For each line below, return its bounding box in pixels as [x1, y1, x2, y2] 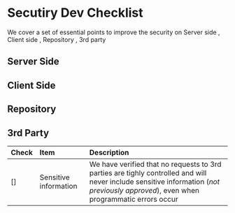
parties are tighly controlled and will [89, 168, 207, 177]
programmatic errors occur [89, 194, 178, 204]
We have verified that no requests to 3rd [89, 159, 222, 169]
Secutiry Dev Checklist [7, 5, 143, 21]
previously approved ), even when [89, 185, 200, 195]
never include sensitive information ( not [89, 177, 220, 186]
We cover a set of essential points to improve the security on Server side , [7, 28, 220, 36]
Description [89, 147, 129, 157]
